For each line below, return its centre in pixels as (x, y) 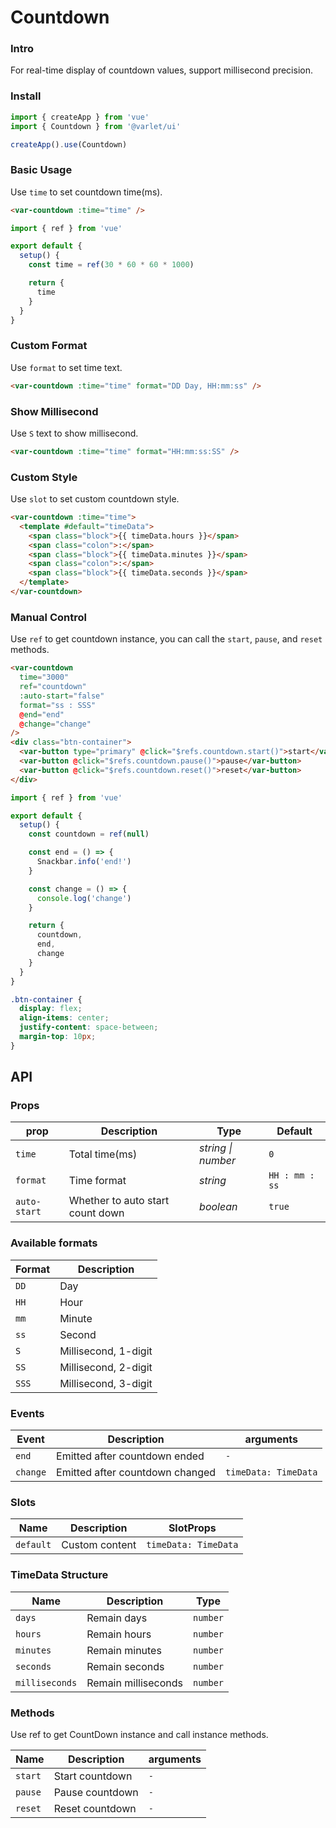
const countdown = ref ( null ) (89, 834)
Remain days (117, 1618)
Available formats (54, 1243)
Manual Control (48, 617)
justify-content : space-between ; (89, 1027)
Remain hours (119, 1634)
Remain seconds (125, 1666)
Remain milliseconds (134, 1683)
